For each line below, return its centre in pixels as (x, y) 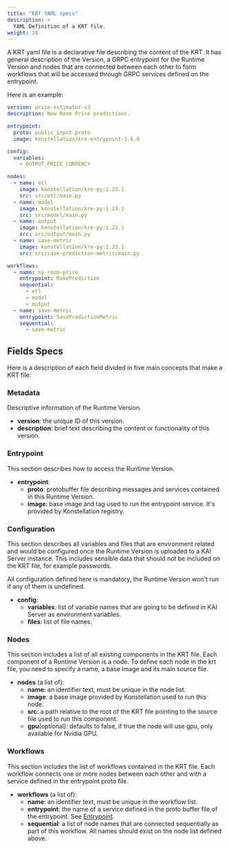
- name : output (35, 221)
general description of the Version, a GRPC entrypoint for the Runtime (106, 60)
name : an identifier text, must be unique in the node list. (107, 690)
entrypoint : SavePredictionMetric (69, 317)
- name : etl (31, 183)
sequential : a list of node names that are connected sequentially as (123, 823)
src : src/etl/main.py (50, 196)
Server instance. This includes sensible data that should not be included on (114, 558)
